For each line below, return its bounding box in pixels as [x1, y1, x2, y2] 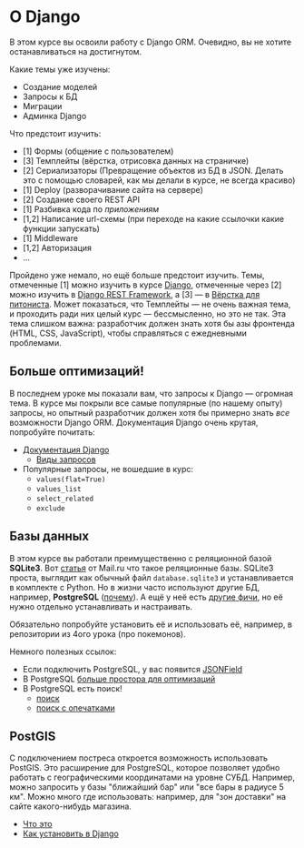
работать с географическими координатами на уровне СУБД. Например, [9, 772, 295, 783]
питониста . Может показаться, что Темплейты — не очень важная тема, [9, 298, 291, 309]
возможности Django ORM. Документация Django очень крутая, [9, 417, 259, 428]
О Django [9, 6, 81, 27]
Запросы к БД [22, 91, 78, 102]
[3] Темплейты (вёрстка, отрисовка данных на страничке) [22, 155, 250, 166]
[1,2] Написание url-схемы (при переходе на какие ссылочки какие [22, 213, 284, 224]
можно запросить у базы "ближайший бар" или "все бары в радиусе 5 [9, 782, 284, 792]
